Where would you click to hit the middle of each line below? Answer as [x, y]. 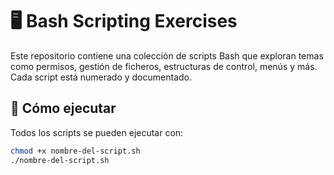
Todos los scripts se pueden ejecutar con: [97, 132]
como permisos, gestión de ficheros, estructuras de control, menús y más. [164, 66]
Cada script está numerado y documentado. [101, 77]
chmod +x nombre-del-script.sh [75, 151]
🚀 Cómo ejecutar [63, 108]
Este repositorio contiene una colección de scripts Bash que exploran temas [167, 55]
